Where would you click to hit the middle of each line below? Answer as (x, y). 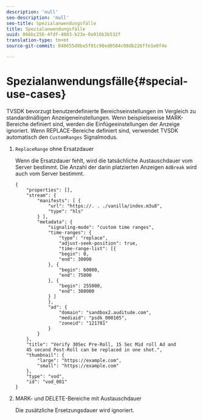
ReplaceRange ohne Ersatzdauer (54, 149)
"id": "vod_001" (47, 382)
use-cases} (36, 94)
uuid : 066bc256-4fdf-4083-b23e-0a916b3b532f (64, 35)
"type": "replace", (83, 238)
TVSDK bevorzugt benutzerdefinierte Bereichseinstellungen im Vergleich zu (101, 111)
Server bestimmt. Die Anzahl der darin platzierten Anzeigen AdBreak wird (106, 167)
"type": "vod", (46, 376)
